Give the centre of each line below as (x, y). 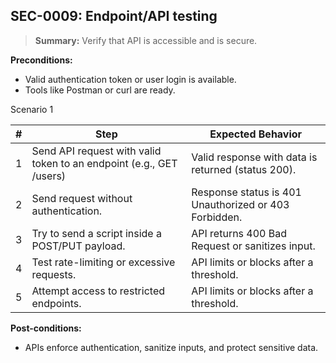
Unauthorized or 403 (240, 204)
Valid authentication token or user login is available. (130, 79)
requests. (54, 274)
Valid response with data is (254, 157)
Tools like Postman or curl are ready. (100, 90)
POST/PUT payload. (78, 246)
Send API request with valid (96, 151)
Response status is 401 (246, 192)
